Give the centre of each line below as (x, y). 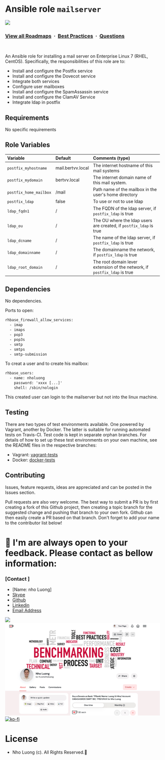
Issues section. (20, 492)
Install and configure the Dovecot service (54, 76)
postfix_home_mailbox (29, 193)
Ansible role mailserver (53, 9)
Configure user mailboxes (38, 86)
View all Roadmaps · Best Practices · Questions (65, 36)
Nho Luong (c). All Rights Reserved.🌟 (50, 752)
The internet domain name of (122, 177)
